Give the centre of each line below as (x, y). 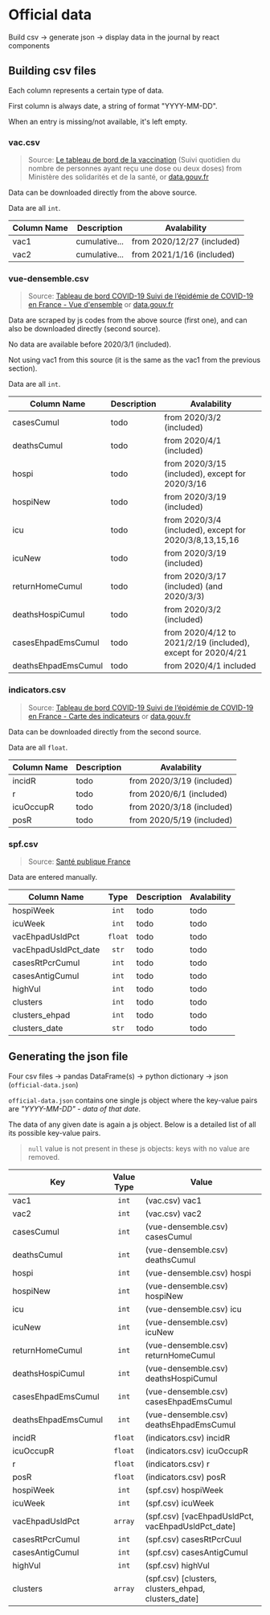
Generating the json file (68, 1056)
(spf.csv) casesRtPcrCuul (194, 1539)
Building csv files (52, 71)
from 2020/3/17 (195, 577)
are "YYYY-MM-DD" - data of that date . (75, 1108)
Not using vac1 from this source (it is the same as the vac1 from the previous (135, 360)
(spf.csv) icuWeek (180, 1503)
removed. (44, 1157)
